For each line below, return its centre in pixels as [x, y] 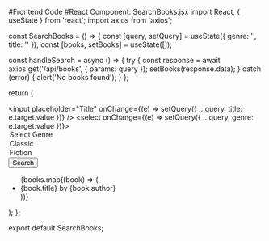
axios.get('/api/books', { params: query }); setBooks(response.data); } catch [134, 69]
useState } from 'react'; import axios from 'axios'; [90, 20]
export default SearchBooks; [56, 228]
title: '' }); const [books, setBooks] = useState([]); [90, 44]
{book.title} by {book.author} [68, 188]
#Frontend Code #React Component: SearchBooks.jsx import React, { [124, 12]
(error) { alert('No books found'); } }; [69, 77]
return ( [21, 93]
